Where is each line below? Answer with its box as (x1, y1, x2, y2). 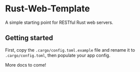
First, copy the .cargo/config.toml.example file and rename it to (5, 47, 135, 53)
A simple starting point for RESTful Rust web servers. (5, 19, 114, 25)
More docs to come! (5, 62, 47, 68)
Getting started (5, 34, 53, 42)
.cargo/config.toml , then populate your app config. (5, 52, 110, 58)
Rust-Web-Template (5, 3, 90, 14)
